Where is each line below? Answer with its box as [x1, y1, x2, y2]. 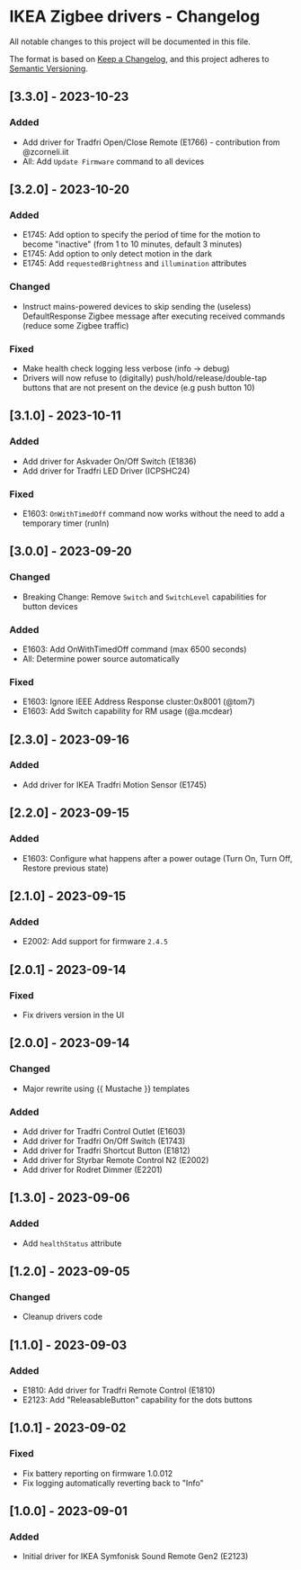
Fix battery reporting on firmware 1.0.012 [22, 1467, 173, 1478]
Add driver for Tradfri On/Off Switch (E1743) [22, 1135, 186, 1146]
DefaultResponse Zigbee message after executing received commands [22, 311, 286, 321]
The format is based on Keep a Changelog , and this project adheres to [9, 53, 270, 64]
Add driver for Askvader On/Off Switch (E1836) [22, 456, 197, 466]
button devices [22, 600, 78, 611]
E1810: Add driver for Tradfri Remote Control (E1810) [22, 1385, 216, 1395]
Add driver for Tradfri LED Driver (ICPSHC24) [22, 465, 190, 476]
